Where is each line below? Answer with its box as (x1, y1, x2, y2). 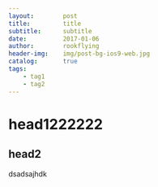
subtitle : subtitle (8, 27, 92, 35)
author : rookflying (8, 42, 100, 50)
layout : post (8, 11, 79, 20)
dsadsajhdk (8, 168, 47, 179)
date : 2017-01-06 (8, 34, 100, 43)
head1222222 (8, 115, 104, 133)
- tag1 (23, 72, 45, 80)
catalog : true (8, 58, 79, 66)
